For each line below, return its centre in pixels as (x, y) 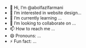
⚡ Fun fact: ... (23, 41)
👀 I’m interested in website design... (45, 13)
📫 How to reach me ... (32, 29)
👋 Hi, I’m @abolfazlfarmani (36, 8)
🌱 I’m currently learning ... (36, 18)
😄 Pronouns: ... (25, 36)
